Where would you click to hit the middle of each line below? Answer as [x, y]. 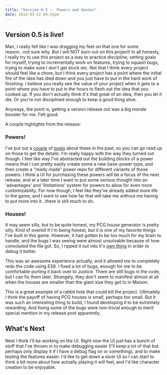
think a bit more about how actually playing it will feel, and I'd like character [82, 362]
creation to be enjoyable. [31, 367]
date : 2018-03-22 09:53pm [32, 14]
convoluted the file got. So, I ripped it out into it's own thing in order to [77, 246]
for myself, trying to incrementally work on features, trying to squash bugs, [82, 62]
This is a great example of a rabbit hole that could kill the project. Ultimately [83, 292]
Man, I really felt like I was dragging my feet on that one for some [72, 47]
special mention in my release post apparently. [53, 313]
